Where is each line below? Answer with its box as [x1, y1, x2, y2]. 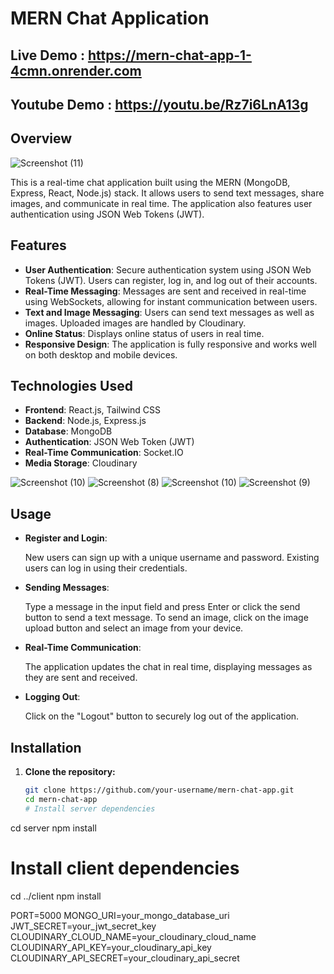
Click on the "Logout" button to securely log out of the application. [24, 710, 300, 722]
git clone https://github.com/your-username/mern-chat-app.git [24, 785, 295, 796]
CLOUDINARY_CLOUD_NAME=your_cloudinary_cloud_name [10, 930, 257, 942]
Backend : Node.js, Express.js [24, 415, 147, 427]
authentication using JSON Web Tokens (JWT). [10, 208, 205, 220]
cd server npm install [10, 822, 97, 834]
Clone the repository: [24, 766, 116, 778]
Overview [10, 130, 73, 147]
